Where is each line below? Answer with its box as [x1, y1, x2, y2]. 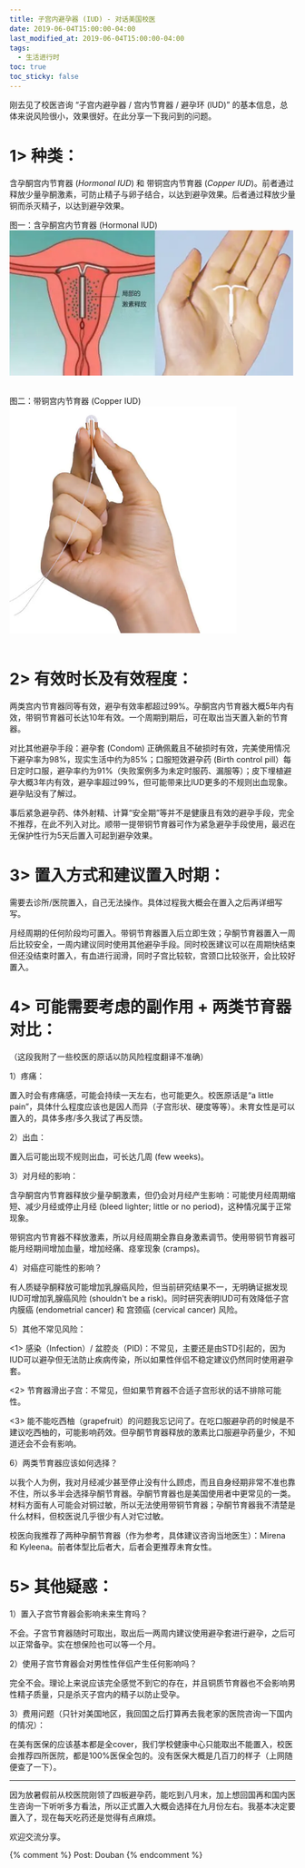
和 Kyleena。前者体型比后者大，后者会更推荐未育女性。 [9, 1541, 217, 1552]
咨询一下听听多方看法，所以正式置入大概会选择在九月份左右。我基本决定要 [16, 1800, 296, 1811]
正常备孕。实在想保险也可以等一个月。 [16, 1638, 161, 1649]
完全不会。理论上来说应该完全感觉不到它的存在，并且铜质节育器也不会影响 [9, 1677, 288, 1688]
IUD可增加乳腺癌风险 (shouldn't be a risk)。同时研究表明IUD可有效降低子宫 [9, 1293, 290, 1303]
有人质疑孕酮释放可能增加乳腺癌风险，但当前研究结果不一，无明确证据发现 [9, 1281, 288, 1293]
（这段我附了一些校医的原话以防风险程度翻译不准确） [9, 1051, 209, 1062]
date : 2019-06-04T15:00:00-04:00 [9, 24, 136, 34]
